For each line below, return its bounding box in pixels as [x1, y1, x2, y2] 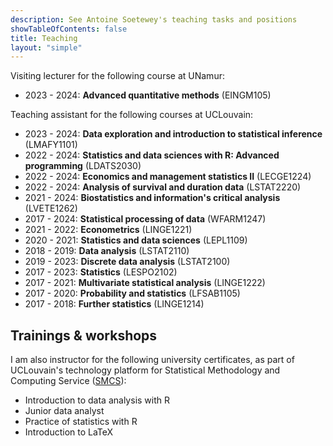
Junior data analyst [24, 405, 105, 417]
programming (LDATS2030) [24, 160, 142, 172]
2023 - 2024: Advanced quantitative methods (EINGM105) [24, 89, 272, 101]
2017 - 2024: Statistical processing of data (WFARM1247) [24, 213, 267, 225]
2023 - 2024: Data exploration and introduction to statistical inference [24, 128, 323, 140]
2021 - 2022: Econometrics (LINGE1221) [24, 224, 193, 236]
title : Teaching [10, 33, 78, 43]
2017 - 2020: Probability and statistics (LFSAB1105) [24, 287, 241, 300]
